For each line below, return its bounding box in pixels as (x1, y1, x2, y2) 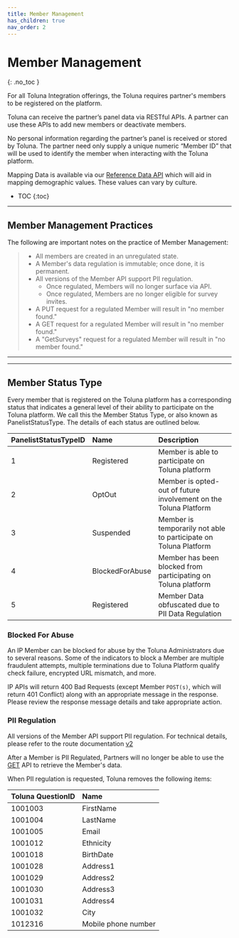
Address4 (81, 895, 115, 905)
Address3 (81, 884, 115, 894)
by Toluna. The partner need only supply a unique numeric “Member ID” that (7, 142, 232, 150)
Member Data (158, 591, 204, 601)
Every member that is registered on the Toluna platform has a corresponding (7, 395, 232, 404)
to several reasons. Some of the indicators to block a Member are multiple (7, 654, 224, 662)
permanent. (35, 267, 70, 276)
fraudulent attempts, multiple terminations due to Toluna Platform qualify (7, 661, 221, 670)
